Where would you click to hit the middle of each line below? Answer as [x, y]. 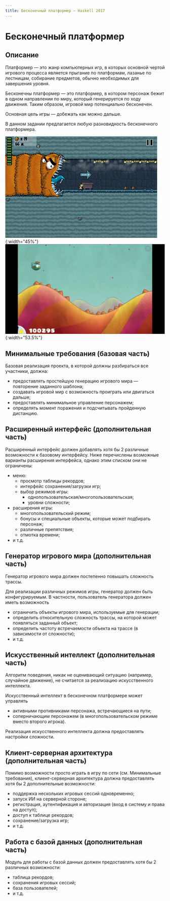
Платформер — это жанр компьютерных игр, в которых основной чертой [85, 67]
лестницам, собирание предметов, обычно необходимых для [72, 78]
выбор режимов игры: [44, 492]
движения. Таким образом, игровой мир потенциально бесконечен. [79, 104]
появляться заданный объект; [45, 623]
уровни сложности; [49, 502]
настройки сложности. [30, 737]
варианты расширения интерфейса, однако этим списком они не [76, 460]
